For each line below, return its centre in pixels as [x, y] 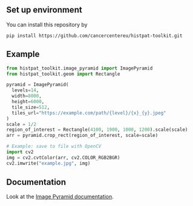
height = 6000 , [28, 102]
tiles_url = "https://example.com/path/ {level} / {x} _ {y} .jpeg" [89, 113]
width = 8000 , [27, 96]
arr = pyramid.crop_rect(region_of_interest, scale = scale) [82, 136]
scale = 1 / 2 [21, 124]
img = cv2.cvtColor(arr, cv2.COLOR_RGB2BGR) [63, 158]
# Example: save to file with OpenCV [54, 147]
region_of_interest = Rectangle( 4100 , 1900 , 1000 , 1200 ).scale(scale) [97, 130]
